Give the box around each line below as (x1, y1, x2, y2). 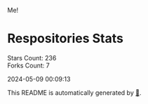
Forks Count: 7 (7, 61, 51, 70)
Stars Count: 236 (7, 53, 57, 62)
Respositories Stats (7, 31, 124, 46)
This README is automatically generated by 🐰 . (7, 88, 142, 97)
